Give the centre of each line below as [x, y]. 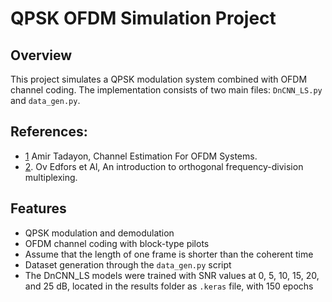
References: [49, 132]
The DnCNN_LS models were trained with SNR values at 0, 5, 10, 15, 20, [172, 275]
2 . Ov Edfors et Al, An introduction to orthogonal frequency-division [164, 166]
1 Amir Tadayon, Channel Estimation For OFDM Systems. [141, 156]
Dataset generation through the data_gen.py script [128, 264]
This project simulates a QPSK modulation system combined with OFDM [159, 79]
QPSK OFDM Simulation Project [143, 18]
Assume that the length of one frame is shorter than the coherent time [169, 254]
